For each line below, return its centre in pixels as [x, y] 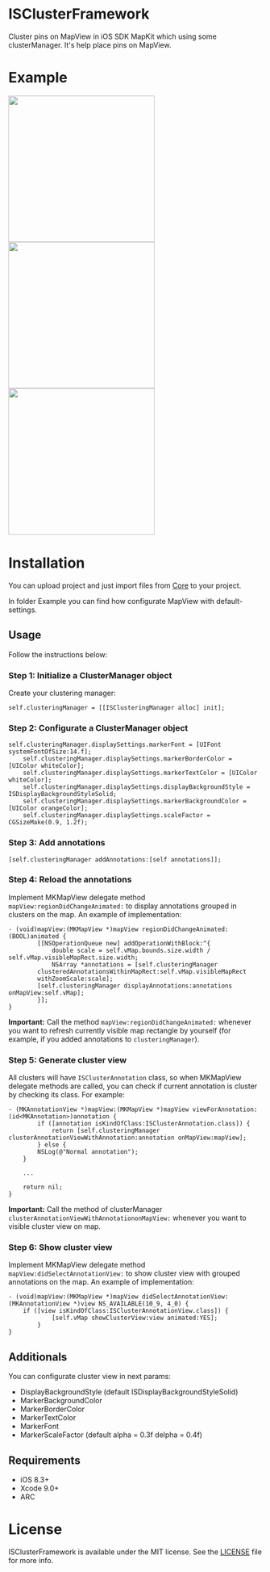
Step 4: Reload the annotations [70, 879]
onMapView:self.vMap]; [46, 993]
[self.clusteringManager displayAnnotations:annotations [135, 986]
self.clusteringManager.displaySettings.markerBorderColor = [127, 759]
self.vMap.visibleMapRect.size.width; [73, 958]
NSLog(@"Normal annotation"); [88, 1152]
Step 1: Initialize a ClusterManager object [90, 675]
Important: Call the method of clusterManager [85, 1209]
